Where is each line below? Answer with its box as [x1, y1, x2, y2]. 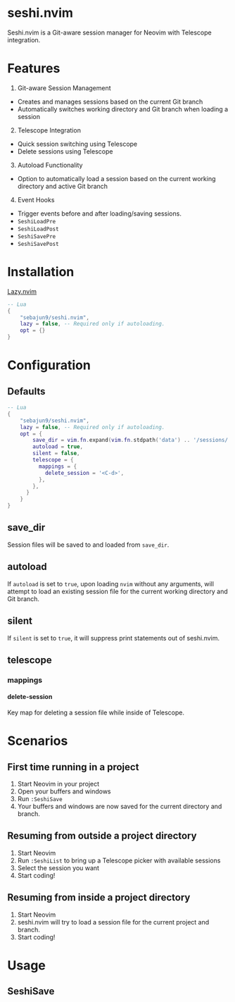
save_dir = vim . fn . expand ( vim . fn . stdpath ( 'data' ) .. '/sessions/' [32, 437, 231, 444]
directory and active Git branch [17, 182, 108, 190]
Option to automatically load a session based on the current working [17, 174, 216, 183]
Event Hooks [17, 195, 55, 204]
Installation [7, 264, 75, 280]
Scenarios [7, 733, 68, 749]
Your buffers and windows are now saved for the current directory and [17, 802, 222, 811]
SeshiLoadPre [17, 218, 56, 225]
